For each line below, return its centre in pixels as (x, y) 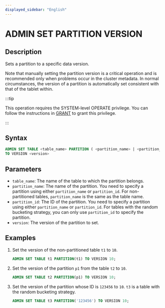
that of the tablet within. (29, 89)
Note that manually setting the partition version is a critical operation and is (81, 73)
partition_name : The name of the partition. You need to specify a (78, 186)
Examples (20, 238)
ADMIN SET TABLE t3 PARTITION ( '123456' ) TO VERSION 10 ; (70, 301)
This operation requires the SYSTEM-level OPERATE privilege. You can (77, 108)
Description (23, 52)
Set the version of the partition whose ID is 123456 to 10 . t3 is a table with (86, 286)
